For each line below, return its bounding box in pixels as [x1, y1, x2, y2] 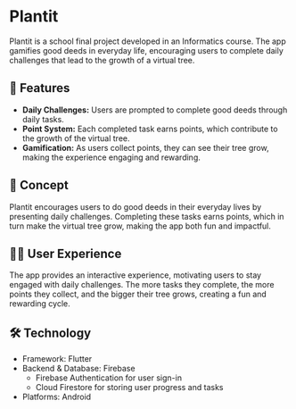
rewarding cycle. [9, 298, 70, 309]
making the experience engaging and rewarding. [21, 152, 201, 163]
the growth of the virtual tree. [21, 132, 131, 144]
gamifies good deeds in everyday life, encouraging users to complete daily [9, 45, 284, 55]
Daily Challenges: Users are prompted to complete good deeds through [21, 104, 288, 115]
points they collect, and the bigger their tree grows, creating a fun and [9, 288, 267, 300]
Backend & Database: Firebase [21, 363, 136, 374]
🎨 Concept [9, 178, 70, 193]
